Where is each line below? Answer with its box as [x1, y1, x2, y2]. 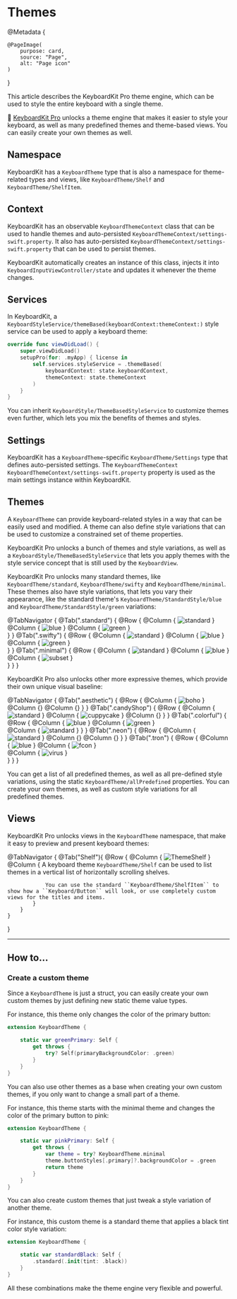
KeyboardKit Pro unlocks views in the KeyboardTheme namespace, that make [7, 831, 226, 840]
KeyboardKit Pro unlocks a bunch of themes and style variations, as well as [7, 543, 226, 552]
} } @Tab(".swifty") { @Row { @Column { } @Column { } [7, 630, 224, 640]
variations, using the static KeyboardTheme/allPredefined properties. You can [7, 777, 230, 785]
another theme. [7, 1204, 52, 1212]
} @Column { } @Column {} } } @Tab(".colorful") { [42, 711, 227, 719]
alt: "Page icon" [20, 59, 71, 67]
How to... [7, 952, 49, 964]
